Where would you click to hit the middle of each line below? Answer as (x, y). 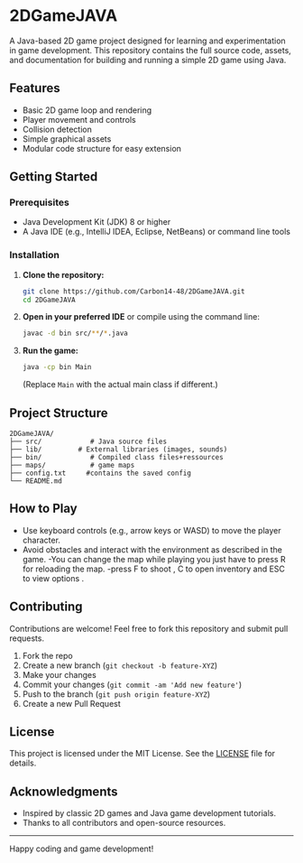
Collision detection (57, 129)
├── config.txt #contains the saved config (101, 473)
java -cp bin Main (57, 367)
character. (41, 540)
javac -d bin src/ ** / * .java (75, 334)
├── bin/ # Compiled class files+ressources (116, 458)
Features (35, 88)
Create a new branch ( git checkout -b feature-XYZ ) (120, 665)
